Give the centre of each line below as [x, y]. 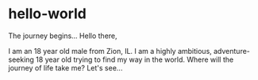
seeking [21, 59]
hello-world [48, 14]
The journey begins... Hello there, [63, 36]
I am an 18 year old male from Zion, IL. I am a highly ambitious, [110, 51]
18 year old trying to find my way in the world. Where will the [135, 59]
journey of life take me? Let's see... [65, 67]
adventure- [231, 51]
